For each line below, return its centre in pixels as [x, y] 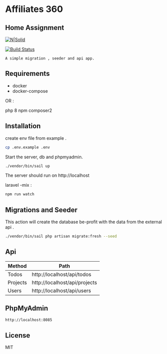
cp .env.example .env [28, 147]
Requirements [27, 74]
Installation [23, 126]
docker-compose [30, 91]
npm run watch [20, 194]
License [18, 335]
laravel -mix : [18, 185]
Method [17, 266]
